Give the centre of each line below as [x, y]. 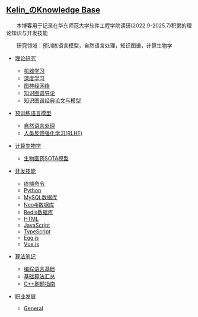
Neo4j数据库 [39, 205]
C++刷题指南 [39, 284]
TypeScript [37, 231]
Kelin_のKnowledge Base [53, 10]
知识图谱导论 [39, 93]
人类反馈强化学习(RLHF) [53, 133]
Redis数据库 [38, 212]
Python [32, 190]
